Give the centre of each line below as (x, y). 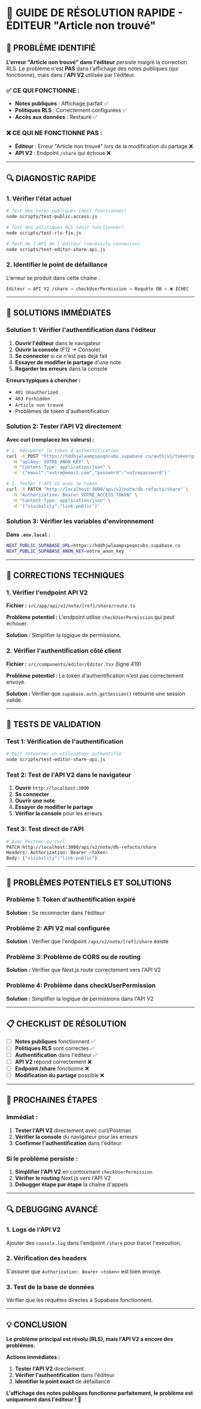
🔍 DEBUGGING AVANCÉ (52, 1210)
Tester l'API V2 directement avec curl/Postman (73, 1130)
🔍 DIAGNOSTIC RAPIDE (51, 178)
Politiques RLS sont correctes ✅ (55, 1048)
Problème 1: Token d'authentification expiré (71, 899)
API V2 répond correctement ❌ (53, 1061)
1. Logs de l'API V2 (33, 1229)
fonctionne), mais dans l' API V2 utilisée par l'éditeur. (71, 75)
